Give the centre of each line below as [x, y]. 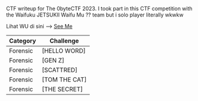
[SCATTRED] [60, 70]
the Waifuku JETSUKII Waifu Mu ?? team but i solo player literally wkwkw [95, 15]
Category [23, 41]
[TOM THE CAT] [64, 79]
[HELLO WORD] [64, 51]
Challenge [64, 41]
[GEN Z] [53, 60]
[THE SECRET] [62, 89]
